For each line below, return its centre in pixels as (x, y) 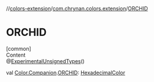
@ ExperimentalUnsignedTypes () (46, 61)
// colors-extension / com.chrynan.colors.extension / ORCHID (77, 9)
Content (16, 55)
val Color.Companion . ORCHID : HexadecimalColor (66, 73)
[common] (19, 48)
